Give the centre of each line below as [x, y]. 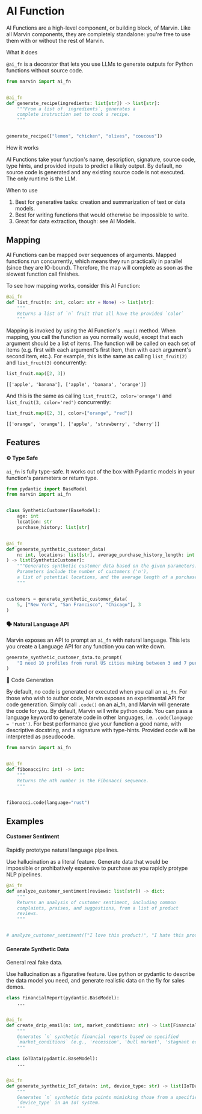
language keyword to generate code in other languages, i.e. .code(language [100, 717]
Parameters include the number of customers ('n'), [83, 572]
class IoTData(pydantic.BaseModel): [52, 1059]
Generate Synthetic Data [38, 949]
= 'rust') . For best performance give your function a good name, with [94, 724]
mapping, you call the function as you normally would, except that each [95, 337]
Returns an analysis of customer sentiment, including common [96, 902]
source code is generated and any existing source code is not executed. [96, 172]
